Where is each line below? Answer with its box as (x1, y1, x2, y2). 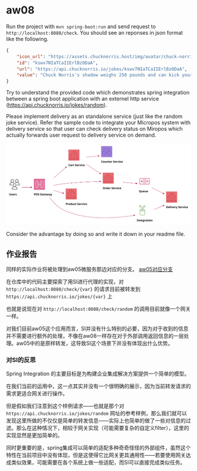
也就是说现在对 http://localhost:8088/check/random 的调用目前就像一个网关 (6, 305, 191, 312)
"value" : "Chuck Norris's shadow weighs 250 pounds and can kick (16, 72, 180, 78)
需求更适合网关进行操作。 (6, 390, 68, 397)
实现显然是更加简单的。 (6, 432, 63, 439)
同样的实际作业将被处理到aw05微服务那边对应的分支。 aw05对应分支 (6, 265, 173, 273)
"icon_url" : (16, 53, 46, 59)
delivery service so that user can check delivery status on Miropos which (6, 126, 183, 133)
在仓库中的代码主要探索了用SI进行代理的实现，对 (6, 278, 124, 285)
